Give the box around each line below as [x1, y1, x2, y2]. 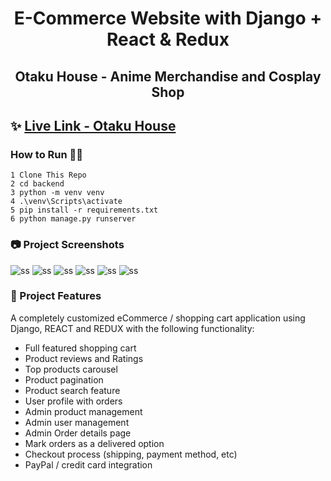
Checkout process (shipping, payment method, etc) [24, 448, 238, 460]
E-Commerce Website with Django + [13, 7, 323, 30]
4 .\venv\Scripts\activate [10, 197, 123, 207]
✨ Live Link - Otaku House [10, 117, 177, 134]
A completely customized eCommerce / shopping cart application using [10, 312, 306, 324]
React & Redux [106, 28, 230, 51]
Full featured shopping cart [24, 342, 137, 354]
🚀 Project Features [10, 289, 102, 303]
